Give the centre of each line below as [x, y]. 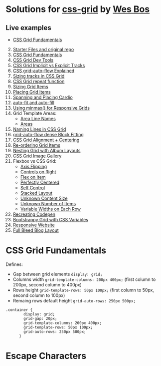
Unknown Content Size [44, 198]
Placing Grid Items [32, 92]
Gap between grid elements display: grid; [58, 274]
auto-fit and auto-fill [33, 103]
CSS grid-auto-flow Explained [44, 71]
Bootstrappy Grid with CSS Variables [51, 220]
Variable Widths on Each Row [51, 209]
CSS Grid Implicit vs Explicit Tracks [49, 65]
